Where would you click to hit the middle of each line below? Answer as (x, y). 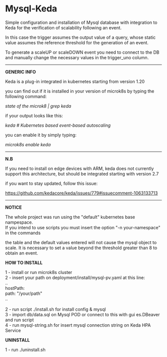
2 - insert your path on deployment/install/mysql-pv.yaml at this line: (75, 277)
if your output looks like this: (34, 115)
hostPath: (15, 288)
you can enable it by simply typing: (41, 135)
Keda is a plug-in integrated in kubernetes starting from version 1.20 (75, 81)
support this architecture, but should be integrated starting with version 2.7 (82, 174)
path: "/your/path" (24, 293)
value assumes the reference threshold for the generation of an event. (77, 42)
